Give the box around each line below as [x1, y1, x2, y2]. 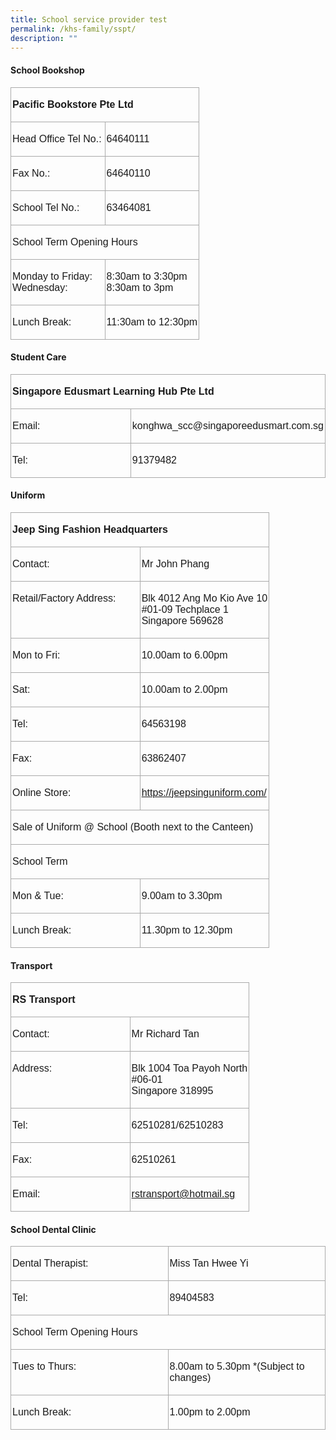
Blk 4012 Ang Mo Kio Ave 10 [141, 592, 268, 604]
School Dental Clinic [10, 1223, 97, 1235]
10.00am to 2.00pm [141, 683, 228, 695]
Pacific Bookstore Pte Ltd [12, 98, 134, 110]
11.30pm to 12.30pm [141, 924, 233, 936]
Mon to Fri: [12, 649, 61, 661]
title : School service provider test [10, 14, 168, 25]
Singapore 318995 [131, 1085, 214, 1097]
